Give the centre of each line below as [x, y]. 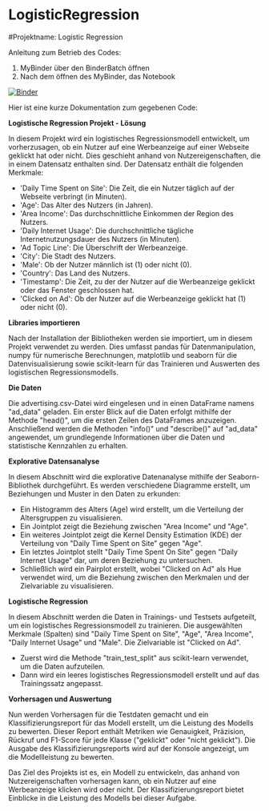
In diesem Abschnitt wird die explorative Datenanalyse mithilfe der [117, 476]
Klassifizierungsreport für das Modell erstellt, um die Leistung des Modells [131, 723]
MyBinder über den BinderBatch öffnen [85, 68]
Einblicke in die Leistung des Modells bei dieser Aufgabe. [102, 797]
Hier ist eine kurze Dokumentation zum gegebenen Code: [103, 107]
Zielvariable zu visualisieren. [66, 585]
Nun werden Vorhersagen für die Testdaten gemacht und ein [108, 714]
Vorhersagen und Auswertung [60, 699]
